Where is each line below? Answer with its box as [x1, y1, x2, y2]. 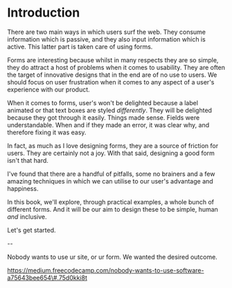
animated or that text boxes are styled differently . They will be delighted [7, 106, 213, 114]
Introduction [7, 5, 80, 21]
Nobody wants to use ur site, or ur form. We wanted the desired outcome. [7, 253, 218, 261]
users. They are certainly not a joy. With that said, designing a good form [7, 149, 215, 157]
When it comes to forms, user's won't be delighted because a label [7, 98, 199, 107]
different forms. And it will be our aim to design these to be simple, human [7, 205, 218, 213]
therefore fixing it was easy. [7, 128, 87, 136]
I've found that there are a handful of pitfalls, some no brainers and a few [7, 170, 215, 178]
